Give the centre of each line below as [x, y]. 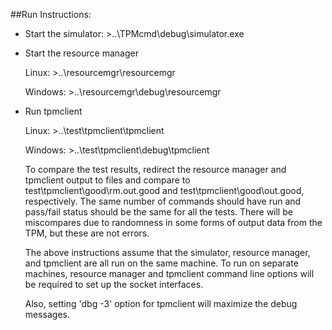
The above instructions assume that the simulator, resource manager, [167, 252]
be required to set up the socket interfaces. [114, 284]
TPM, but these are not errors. [87, 233]
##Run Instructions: [51, 14]
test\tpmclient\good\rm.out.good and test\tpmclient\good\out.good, [164, 190]
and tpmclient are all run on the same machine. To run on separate [161, 263]
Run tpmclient [53, 111]
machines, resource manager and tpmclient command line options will [169, 273]
